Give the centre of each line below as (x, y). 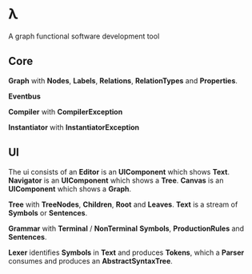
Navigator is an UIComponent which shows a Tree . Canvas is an (116, 180)
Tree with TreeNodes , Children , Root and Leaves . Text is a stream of (123, 204)
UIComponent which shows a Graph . (70, 188)
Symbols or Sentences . (48, 212)
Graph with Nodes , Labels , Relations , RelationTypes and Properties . (123, 80)
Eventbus (25, 96)
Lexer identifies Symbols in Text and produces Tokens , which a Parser (126, 252)
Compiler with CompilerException (66, 111)
